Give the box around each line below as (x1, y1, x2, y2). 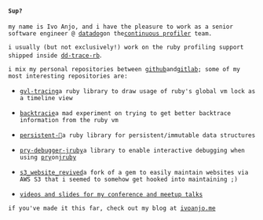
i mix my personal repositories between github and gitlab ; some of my (8, 66, 241, 74)
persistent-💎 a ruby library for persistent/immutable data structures (19, 132, 256, 139)
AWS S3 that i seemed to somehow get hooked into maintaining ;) (19, 175, 238, 184)
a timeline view (19, 95, 73, 103)
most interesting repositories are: (8, 72, 128, 81)
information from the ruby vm (19, 117, 119, 124)
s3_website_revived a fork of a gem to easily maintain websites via (19, 169, 249, 177)
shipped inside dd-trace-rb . (8, 50, 102, 60)
